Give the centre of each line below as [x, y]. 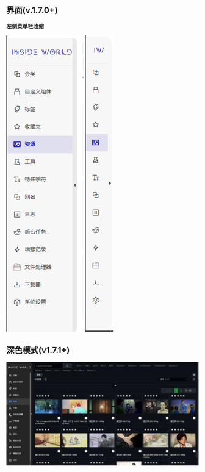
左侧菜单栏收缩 [25, 26]
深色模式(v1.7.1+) [38, 350]
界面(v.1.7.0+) [32, 10]
